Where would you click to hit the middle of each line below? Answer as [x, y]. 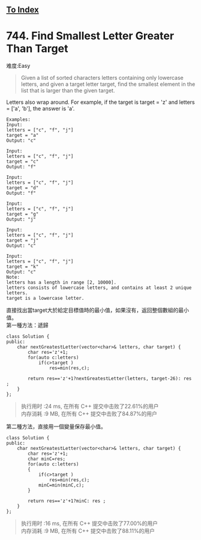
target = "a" [22, 135]
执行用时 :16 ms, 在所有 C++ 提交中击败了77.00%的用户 [89, 523]
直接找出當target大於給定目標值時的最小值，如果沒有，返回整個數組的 [92, 310]
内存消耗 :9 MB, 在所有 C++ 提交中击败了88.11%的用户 [88, 531]
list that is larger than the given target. [68, 91]
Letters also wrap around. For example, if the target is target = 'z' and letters [100, 102]
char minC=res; [47, 459]
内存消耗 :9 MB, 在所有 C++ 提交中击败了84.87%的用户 [89, 414]
